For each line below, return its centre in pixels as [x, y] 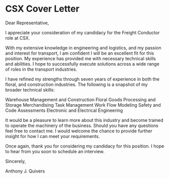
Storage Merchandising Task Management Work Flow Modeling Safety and [83, 105]
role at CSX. [18, 38]
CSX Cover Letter [42, 9]
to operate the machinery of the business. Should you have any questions [82, 125]
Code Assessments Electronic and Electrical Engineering [64, 110]
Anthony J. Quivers [25, 171]
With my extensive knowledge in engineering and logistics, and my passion [83, 48]
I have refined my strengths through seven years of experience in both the [82, 79]
